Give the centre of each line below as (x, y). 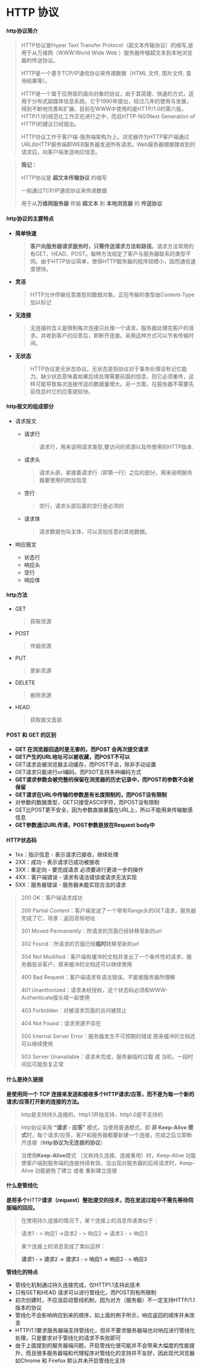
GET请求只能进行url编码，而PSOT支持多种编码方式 (78, 772)
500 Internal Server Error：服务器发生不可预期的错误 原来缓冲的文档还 (108, 1036)
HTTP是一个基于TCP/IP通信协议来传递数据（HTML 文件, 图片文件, (103, 73)
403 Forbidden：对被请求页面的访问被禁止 (74, 1011)
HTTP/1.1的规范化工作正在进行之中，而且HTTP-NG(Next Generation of (108, 116)
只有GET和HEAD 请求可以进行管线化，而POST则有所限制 (86, 1292)
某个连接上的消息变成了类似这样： (63, 1246)
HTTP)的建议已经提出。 (50, 124)
